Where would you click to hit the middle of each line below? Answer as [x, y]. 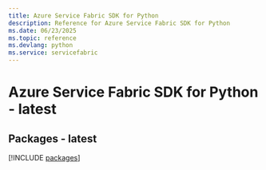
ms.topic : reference [43, 38]
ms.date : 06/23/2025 [43, 30]
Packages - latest [53, 138]
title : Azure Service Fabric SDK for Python [83, 16]
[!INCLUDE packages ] [44, 158]
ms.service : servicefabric [53, 53]
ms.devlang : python [41, 45]
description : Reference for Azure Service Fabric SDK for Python [119, 23]
